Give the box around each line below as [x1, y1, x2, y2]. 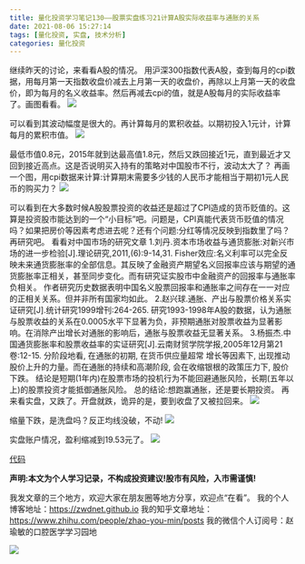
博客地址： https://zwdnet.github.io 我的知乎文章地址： [9, 504, 213, 515]
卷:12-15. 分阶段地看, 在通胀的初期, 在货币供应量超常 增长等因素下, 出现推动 [9, 350, 290, 361]
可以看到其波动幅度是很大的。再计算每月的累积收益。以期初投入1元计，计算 [9, 118, 291, 129]
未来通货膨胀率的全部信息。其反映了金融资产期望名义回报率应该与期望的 [16, 259, 288, 270]
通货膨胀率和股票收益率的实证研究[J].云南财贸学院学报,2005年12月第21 [16, 338, 283, 350]
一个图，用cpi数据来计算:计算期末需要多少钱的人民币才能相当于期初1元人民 [9, 172, 289, 183]
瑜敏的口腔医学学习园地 [9, 527, 97, 538]
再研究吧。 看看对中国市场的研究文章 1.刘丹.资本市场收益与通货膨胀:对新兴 [9, 237, 287, 247]
